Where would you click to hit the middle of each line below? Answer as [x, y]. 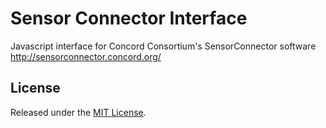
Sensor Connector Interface [129, 18]
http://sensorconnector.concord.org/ [86, 56]
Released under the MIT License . [78, 112]
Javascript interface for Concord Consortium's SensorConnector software [163, 46]
